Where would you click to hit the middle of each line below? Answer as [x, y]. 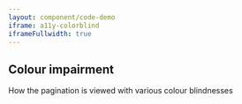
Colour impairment [61, 69]
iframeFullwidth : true [50, 33]
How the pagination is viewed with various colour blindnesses [121, 91]
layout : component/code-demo [62, 17]
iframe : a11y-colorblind [54, 26]
